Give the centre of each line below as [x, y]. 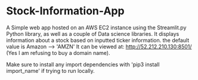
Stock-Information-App [65, 11]
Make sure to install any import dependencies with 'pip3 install [83, 64]
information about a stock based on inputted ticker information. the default [98, 40]
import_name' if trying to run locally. [51, 70]
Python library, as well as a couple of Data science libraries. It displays [93, 33]
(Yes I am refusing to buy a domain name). [58, 53]
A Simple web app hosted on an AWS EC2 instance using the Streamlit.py [96, 27]
